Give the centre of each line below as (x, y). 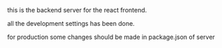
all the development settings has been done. (71, 23)
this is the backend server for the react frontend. (77, 10)
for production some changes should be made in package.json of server (111, 37)
